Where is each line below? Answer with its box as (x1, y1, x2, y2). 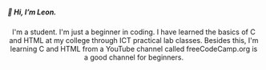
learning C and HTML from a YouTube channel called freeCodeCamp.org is (10, 44, 258, 53)
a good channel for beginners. (83, 52, 184, 62)
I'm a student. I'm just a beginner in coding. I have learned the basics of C (12, 27, 256, 37)
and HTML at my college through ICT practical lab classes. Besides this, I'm (9, 35, 259, 45)
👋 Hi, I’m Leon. (7, 7, 57, 17)
